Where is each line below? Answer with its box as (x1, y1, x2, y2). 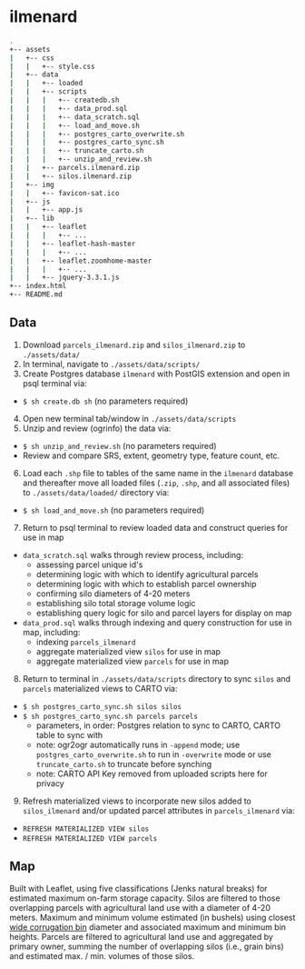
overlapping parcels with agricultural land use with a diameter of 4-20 (9, 902, 271, 913)
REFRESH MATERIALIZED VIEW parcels (22, 834, 158, 843)
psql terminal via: (22, 377, 88, 388)
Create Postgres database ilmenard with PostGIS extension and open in (22, 368, 290, 379)
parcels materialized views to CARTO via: (22, 683, 178, 694)
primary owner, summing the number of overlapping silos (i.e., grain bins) (9, 941, 284, 952)
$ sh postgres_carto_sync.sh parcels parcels (22, 712, 198, 721)
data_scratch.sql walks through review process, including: (22, 549, 243, 560)
